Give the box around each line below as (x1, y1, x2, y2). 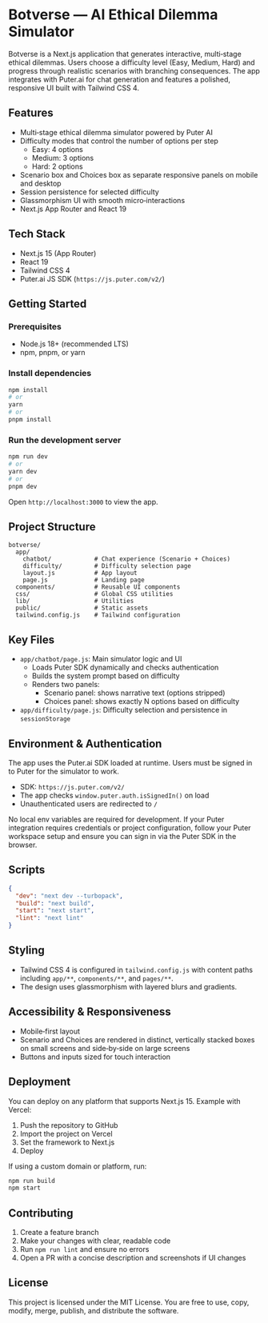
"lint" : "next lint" (15, 914, 84, 922)
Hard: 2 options (31, 162, 83, 171)
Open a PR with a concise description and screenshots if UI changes (19, 1253, 246, 1263)
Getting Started (8, 297, 87, 310)
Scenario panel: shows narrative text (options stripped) (43, 688, 226, 697)
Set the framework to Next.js (19, 1137, 115, 1147)
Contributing (8, 1206, 74, 1220)
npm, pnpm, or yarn (19, 348, 86, 358)
